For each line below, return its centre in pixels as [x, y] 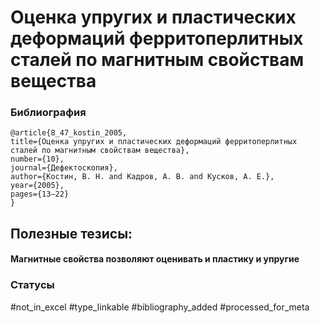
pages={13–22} [40, 194]
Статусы [32, 285]
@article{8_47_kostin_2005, [69, 133]
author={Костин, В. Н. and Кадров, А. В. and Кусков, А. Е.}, [142, 177]
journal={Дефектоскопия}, [64, 168]
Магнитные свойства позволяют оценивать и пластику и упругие [155, 259]
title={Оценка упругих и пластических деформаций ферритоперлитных [154, 142]
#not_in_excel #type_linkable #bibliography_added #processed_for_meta [160, 307]
